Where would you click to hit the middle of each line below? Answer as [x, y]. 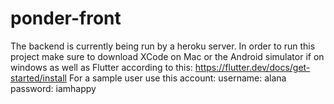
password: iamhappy [53, 88]
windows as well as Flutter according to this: [101, 67]
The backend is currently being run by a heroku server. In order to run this [163, 46]
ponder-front [66, 18]
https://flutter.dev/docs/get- [252, 67]
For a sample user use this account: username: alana [177, 78]
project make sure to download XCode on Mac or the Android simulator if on [167, 56]
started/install [38, 78]
